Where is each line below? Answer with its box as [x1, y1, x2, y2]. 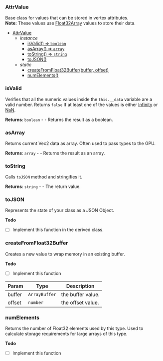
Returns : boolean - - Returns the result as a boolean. [5, 116, 113, 122]
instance [19, 35, 38, 41]
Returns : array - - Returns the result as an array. [5, 150, 105, 156]
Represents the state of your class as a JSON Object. [5, 207, 115, 213]
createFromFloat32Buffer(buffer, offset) [27, 67, 109, 73]
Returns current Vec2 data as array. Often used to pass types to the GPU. [5, 140, 156, 146]
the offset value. [61, 299, 99, 306]
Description [66, 282, 95, 289]
